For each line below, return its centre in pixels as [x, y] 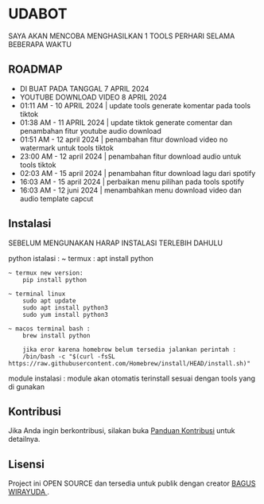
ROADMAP [35, 70]
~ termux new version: [46, 273]
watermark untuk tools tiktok [66, 147]
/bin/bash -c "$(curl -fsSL [69, 356]
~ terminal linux [37, 294]
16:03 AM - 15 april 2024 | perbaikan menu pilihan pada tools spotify [132, 182]
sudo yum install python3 [66, 315]
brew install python [56, 335]
